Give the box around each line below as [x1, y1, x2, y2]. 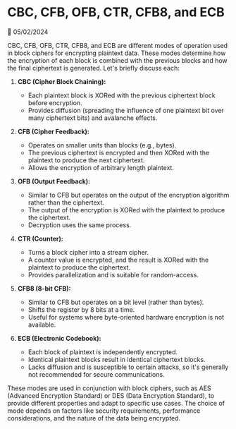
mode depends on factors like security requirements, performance [7, 406, 201, 415]
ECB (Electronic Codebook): [17, 334, 101, 342]
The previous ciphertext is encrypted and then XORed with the [27, 148, 210, 157]
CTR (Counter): [17, 234, 63, 243]
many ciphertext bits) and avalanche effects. [27, 114, 158, 122]
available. [27, 320, 56, 329]
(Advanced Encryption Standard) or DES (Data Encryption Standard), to [7, 391, 215, 399]
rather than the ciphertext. [27, 198, 104, 207]
